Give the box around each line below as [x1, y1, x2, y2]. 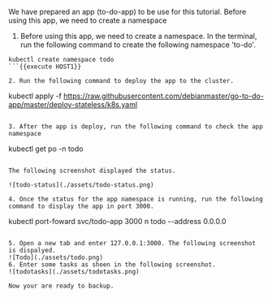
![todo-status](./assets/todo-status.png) [8, 181, 154, 189]
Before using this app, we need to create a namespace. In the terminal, [19, 32, 257, 41]
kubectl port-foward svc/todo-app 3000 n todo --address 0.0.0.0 [8, 217, 227, 226]
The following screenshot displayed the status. [8, 166, 176, 175]
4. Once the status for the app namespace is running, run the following [8, 195, 264, 203]
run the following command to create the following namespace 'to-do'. [19, 40, 256, 50]
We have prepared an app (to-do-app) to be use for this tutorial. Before [8, 7, 247, 16]
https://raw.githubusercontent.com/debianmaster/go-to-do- [63, 91, 264, 101]
